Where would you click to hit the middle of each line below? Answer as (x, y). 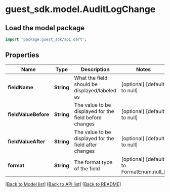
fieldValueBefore (29, 114)
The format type (93, 162)
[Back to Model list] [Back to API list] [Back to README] (63, 184)
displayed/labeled (95, 90)
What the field (91, 78)
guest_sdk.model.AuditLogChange (80, 9)
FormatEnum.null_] (143, 171)
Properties (22, 55)
